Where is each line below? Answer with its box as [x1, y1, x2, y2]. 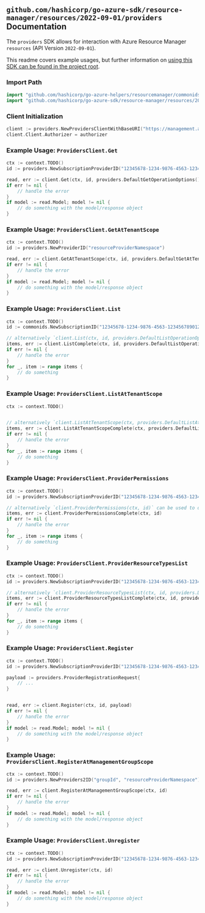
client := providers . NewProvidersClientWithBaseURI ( [6, 126, 143, 132]
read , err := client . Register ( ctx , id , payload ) [6, 702, 132, 709]
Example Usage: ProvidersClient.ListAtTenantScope [6, 389, 163, 398]
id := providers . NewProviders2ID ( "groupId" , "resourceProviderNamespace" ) [6, 777, 201, 783]
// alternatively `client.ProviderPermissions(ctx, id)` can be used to [6, 505, 195, 511]
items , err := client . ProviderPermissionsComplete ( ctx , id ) [6, 510, 163, 516]
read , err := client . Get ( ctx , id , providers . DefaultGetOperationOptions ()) [6, 176, 203, 183]
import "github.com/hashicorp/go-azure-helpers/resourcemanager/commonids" [6, 92, 203, 98]
